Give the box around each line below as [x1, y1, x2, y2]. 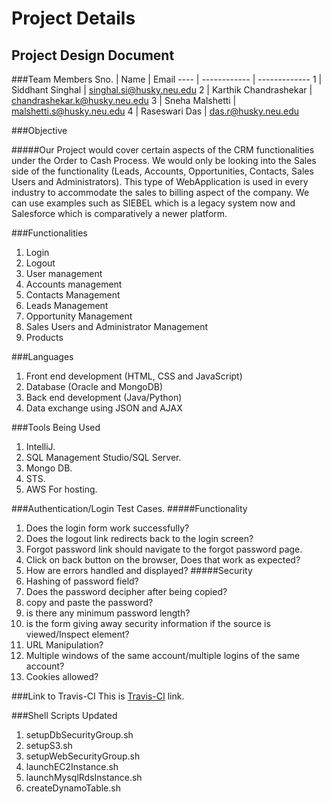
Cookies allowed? [25, 671, 99, 682]
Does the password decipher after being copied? [25, 586, 228, 597]
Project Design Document [11, 47, 175, 64]
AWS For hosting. [25, 483, 98, 495]
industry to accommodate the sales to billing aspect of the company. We [11, 187, 310, 198]
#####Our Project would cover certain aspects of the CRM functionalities [11, 144, 315, 156]
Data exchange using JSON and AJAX [25, 402, 183, 414]
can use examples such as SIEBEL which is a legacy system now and [11, 197, 296, 209]
